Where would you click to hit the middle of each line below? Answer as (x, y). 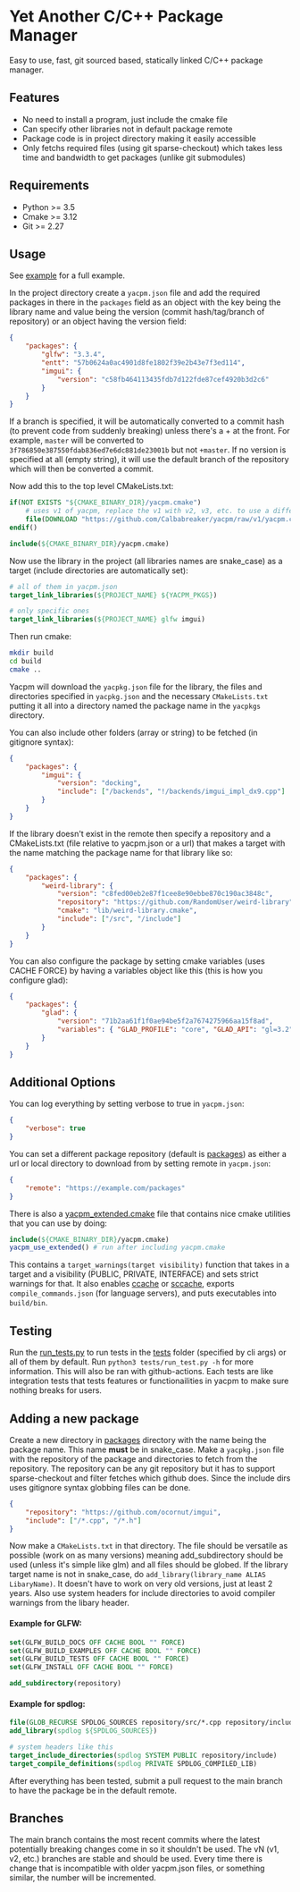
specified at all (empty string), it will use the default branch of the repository (149, 460)
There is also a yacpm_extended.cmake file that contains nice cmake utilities (150, 1213)
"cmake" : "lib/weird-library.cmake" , (127, 911)
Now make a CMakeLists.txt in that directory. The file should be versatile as (149, 1546)
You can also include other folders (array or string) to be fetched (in (133, 732)
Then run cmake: (41, 637)
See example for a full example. (67, 275)
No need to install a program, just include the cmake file (125, 119)
